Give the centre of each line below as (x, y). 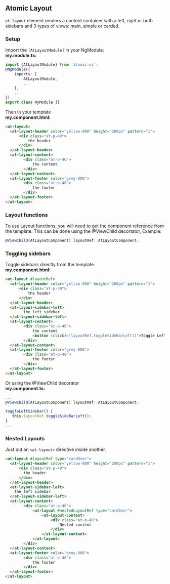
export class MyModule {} (32, 102)
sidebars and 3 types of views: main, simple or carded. (62, 26)
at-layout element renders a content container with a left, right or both (79, 20)
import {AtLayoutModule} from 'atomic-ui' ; (52, 65)
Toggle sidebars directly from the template (50, 265)
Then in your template (28, 112)
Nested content (76, 525)
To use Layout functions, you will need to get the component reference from (85, 226)
